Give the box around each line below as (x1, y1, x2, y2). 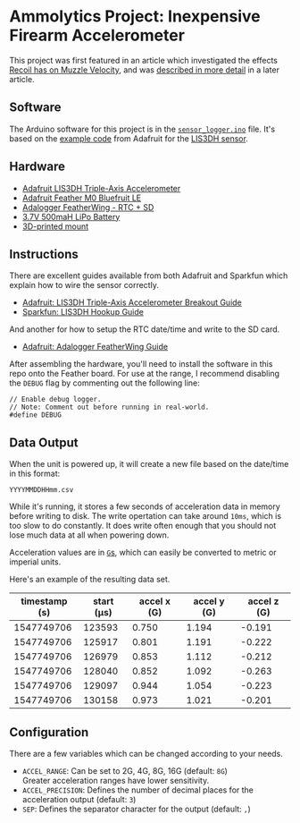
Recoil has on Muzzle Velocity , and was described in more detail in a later (9, 64, 279, 75)
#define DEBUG (9, 411, 62, 420)
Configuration (9, 725, 89, 740)
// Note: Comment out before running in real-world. (9, 403, 210, 412)
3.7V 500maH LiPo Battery (21, 211, 121, 222)
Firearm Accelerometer (9, 25, 186, 46)
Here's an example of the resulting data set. (9, 574, 171, 585)
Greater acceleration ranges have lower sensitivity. (21, 776, 210, 785)
